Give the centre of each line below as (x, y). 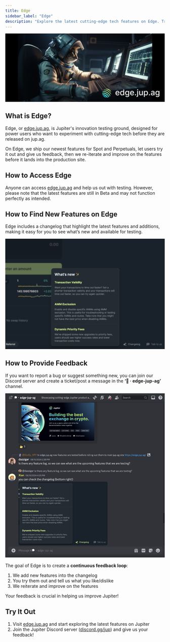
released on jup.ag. (25, 139)
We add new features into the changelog (55, 575)
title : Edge (18, 11)
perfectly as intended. (28, 198)
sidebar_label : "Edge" (29, 16)
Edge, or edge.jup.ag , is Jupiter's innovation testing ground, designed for (81, 128)
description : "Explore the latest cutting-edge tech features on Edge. (82, 21)
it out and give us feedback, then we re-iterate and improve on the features (83, 154)
